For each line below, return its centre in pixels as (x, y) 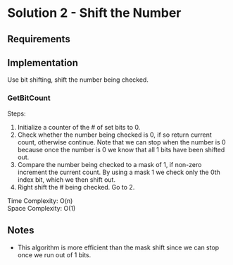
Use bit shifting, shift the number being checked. (78, 80)
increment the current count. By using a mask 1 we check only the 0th (119, 172)
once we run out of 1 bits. (54, 254)
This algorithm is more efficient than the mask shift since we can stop (118, 247)
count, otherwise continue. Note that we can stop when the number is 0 (122, 142)
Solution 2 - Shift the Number (94, 13)
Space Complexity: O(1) (42, 208)
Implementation (43, 62)
